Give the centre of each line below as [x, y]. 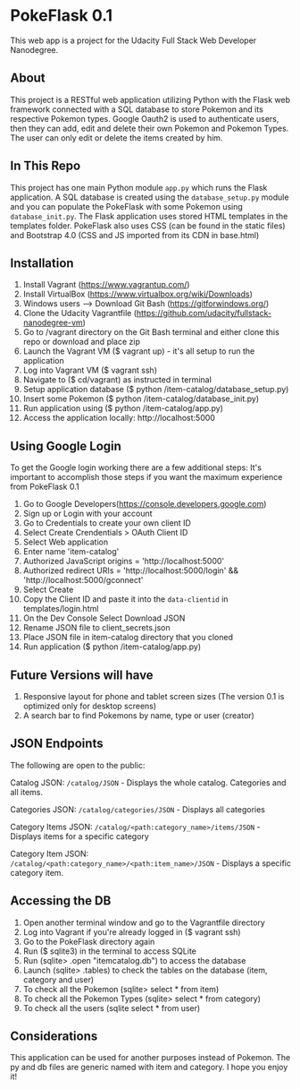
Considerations [54, 1037]
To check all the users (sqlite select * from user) [112, 1008]
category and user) [58, 979]
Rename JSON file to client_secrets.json [96, 628]
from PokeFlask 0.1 [45, 487]
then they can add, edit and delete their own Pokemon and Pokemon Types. [150, 128]
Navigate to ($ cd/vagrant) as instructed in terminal [117, 380]
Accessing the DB [61, 901]
